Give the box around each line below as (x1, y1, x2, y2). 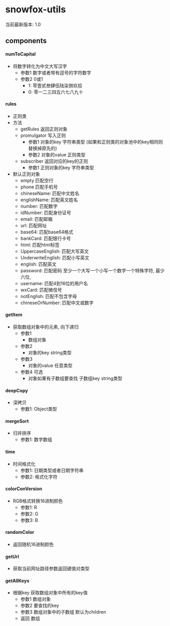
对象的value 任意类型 (28, 362, 73, 369)
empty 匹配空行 (20, 177, 54, 183)
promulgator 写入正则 (20, 132, 66, 138)
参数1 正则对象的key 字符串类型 (28, 164, 95, 170)
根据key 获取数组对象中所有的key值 (12, 589, 88, 596)
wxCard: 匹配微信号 (20, 287, 63, 293)
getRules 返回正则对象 (20, 126, 68, 132)
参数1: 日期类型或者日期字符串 (20, 467, 84, 473)
